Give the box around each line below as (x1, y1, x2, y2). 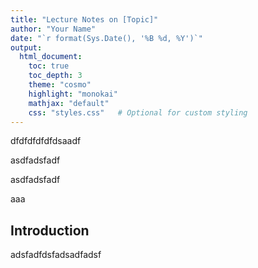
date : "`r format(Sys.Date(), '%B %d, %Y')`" (10, 33, 203, 43)
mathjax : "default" (28, 98, 110, 108)
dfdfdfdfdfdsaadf (10, 135, 82, 147)
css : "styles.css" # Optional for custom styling (28, 107, 248, 118)
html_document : (19, 52, 83, 62)
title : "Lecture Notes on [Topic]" (10, 14, 159, 25)
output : (10, 42, 43, 53)
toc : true (28, 61, 70, 71)
